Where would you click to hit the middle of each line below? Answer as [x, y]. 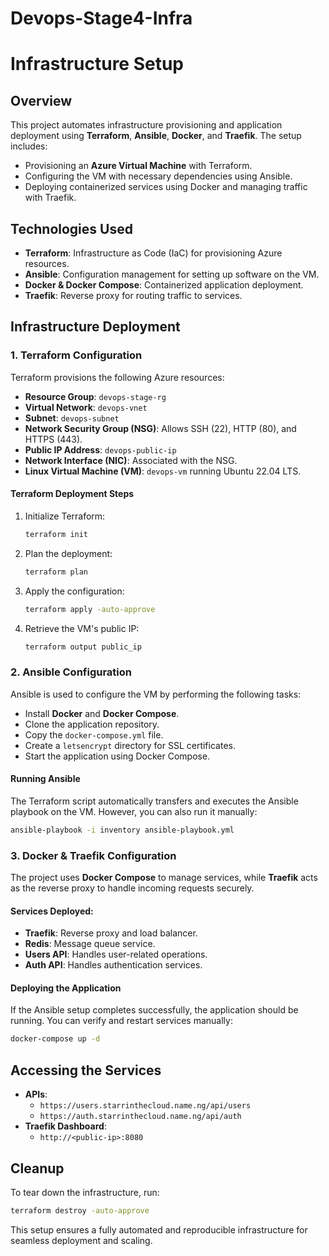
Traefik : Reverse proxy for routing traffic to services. [133, 295]
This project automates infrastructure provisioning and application [146, 125]
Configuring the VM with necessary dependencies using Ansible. [158, 176]
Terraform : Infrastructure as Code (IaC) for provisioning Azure [153, 253]
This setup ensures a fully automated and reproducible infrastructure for [159, 1229]
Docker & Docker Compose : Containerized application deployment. [164, 285]
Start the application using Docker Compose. [117, 756]
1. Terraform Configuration [76, 355]
